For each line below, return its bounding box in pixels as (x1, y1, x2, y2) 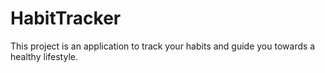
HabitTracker (10, 7, 122, 30)
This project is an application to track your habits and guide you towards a (10, 40, 316, 52)
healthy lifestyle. (10, 50, 78, 62)
